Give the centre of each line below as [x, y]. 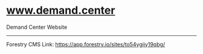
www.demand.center [61, 10]
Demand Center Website [37, 27]
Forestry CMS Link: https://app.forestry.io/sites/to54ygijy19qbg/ [86, 44]
